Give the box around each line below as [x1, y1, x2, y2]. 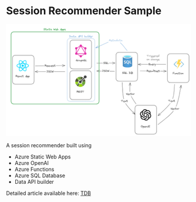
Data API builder [14, 178, 55, 186]
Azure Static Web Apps [14, 153, 71, 160]
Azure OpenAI [14, 160, 49, 167]
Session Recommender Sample [6, 4, 162, 18]
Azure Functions [14, 166, 55, 173]
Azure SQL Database [14, 172, 66, 179]
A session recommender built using [6, 142, 92, 149]
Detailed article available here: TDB [6, 190, 91, 197]
